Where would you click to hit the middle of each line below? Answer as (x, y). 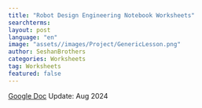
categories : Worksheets (47, 59)
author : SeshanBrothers (47, 52)
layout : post (29, 30)
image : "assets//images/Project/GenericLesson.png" (94, 45)
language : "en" (33, 37)
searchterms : (29, 23)
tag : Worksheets (35, 67)
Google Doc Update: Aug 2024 (58, 95)
